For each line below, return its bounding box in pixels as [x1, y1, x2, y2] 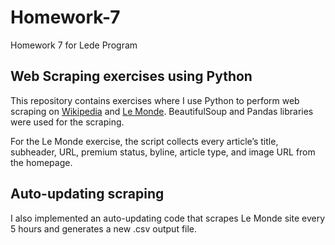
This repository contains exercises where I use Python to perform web [10, 94, 300, 106]
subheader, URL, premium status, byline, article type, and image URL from [10, 146, 316, 158]
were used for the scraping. [10, 116, 125, 128]
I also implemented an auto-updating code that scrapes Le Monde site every [10, 212, 326, 224]
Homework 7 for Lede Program [10, 39, 138, 51]
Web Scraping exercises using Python [10, 68, 253, 85]
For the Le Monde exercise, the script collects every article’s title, [10, 135, 279, 147]
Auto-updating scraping [10, 186, 165, 203]
